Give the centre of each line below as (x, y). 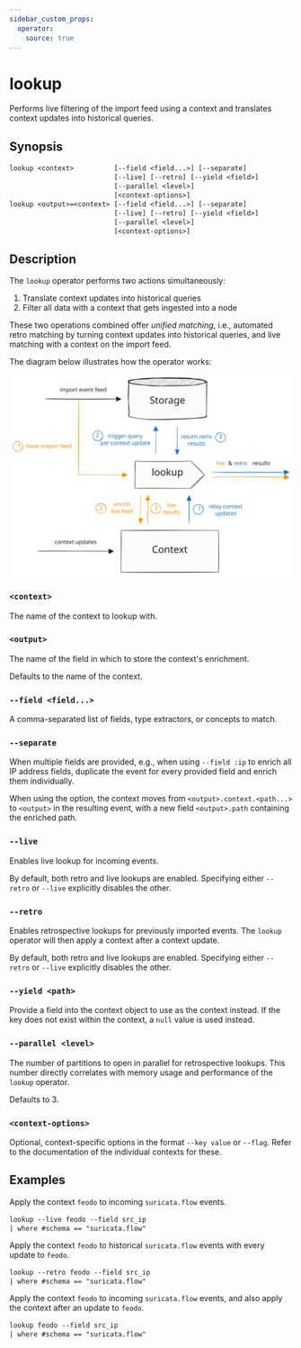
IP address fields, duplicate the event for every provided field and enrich (143, 772)
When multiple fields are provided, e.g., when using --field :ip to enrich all (150, 762)
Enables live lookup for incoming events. (84, 861)
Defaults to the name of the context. (76, 676)
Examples (37, 1180)
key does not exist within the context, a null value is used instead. (132, 1020)
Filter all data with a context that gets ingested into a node (130, 307)
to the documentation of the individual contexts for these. (115, 1152)
